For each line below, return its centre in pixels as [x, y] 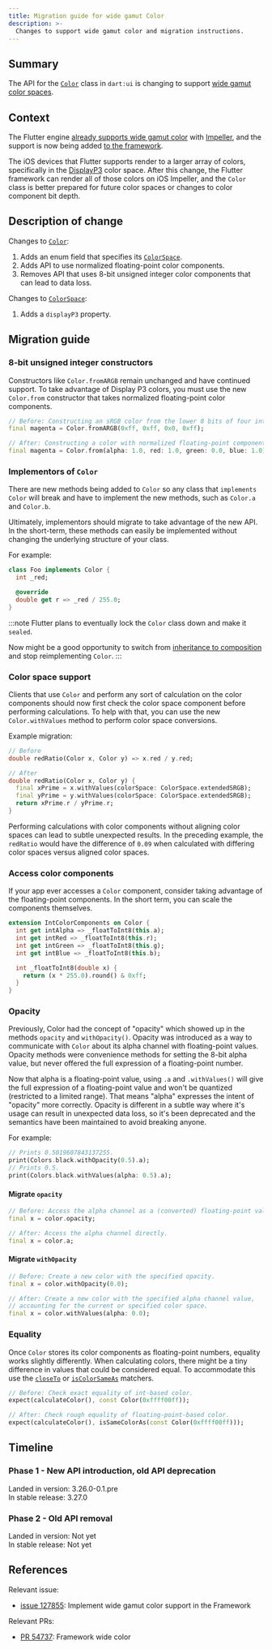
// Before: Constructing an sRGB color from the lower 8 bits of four [130, 421]
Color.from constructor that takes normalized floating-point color [117, 398]
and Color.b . [30, 506]
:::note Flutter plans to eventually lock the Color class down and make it [127, 622]
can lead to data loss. [56, 282]
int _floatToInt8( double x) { [66, 968]
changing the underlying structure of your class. [89, 540]
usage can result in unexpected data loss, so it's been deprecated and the [132, 1113]
